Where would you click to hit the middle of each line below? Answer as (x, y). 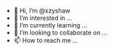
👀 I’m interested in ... (43, 18)
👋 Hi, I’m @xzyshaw (42, 11)
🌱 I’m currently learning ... (50, 25)
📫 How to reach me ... (46, 40)
